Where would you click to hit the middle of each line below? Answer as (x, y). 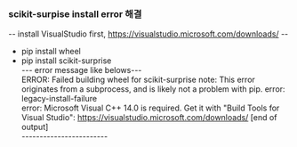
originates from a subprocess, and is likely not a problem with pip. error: (153, 89)
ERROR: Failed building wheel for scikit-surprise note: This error (138, 80)
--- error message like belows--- (81, 70)
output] (35, 127)
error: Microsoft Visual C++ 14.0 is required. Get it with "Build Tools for (150, 108)
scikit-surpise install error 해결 (75, 13)
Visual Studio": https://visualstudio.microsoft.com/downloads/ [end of (149, 118)
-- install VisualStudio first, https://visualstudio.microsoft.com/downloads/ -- (148, 34)
